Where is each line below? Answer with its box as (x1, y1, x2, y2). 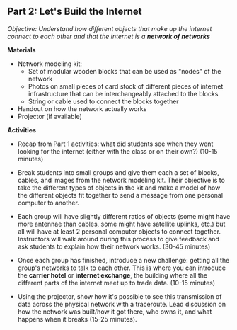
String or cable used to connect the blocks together (28, 97, 179, 106)
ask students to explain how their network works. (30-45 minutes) (17, 242, 211, 251)
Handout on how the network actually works (17, 104, 147, 113)
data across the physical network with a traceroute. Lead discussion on (17, 300, 226, 308)
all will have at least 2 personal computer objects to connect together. (17, 227, 221, 236)
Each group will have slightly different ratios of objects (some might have (17, 212, 231, 220)
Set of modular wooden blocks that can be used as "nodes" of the (28, 67, 221, 75)
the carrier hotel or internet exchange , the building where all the (17, 271, 207, 279)
